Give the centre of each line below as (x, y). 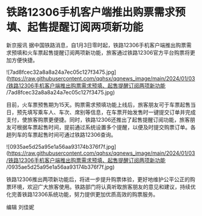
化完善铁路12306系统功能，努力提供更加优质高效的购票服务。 (82, 194)
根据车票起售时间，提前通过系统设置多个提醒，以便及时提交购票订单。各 (106, 127)
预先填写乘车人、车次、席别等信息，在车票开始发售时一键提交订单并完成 (106, 112)
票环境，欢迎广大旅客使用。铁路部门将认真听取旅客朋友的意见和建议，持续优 (101, 187)
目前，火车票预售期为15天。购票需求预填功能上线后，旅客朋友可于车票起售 (98, 104)
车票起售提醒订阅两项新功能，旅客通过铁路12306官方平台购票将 (111, 52)
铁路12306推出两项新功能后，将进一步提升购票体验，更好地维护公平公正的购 (101, 179)
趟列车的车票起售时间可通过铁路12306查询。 (61, 134)
